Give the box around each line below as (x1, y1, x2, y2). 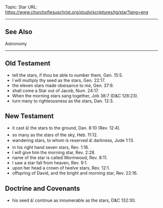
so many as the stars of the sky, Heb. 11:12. (12, 132, 98, 138)
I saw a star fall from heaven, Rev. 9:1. (12, 160, 88, 166)
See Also (5, 28, 33, 36)
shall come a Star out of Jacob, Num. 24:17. (12, 87, 99, 94)
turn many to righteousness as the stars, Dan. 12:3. (12, 98, 114, 104)
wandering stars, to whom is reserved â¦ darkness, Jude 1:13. (12, 138, 134, 144)
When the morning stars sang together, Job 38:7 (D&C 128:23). (12, 93, 139, 98)
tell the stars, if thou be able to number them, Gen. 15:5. (12, 72, 123, 78)
